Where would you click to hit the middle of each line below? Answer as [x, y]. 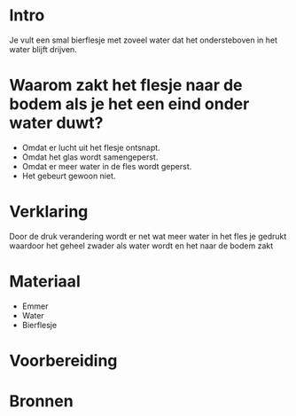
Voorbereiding [63, 361]
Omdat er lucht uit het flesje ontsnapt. [91, 147]
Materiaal [45, 281]
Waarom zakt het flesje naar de [126, 86]
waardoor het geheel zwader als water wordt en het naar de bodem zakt [141, 246]
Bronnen [41, 401]
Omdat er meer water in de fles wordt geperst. [107, 166]
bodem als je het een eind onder [129, 104]
